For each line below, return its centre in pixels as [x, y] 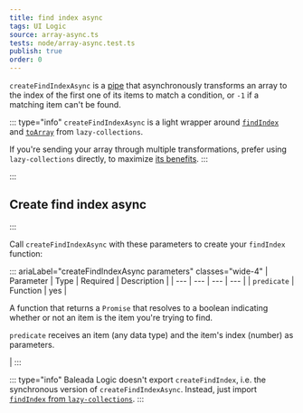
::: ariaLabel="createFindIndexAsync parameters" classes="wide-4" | [139, 271]
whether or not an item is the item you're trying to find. [111, 317]
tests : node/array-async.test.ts [72, 43]
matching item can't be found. [66, 104]
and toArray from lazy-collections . [76, 131]
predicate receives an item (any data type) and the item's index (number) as [151, 334]
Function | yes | [38, 290]
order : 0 [26, 60]
